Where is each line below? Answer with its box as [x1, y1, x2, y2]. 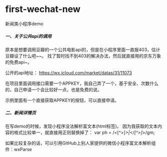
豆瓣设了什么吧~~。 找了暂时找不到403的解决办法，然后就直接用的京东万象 [5, 52, 161, 58]
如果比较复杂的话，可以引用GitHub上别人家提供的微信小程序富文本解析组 [5, 140, 156, 146]
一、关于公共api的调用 [5, 33, 52, 39]
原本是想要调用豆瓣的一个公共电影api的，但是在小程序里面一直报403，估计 [5, 46, 160, 52]
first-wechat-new [5, 3, 81, 15]
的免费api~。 [5, 59, 33, 65]
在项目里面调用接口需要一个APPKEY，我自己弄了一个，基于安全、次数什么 [5, 80, 159, 86]
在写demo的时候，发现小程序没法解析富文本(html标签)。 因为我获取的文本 [5, 123, 158, 129]
